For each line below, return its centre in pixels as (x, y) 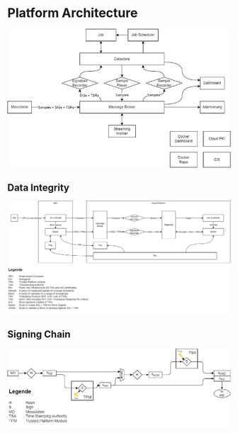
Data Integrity (38, 187)
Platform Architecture (73, 13)
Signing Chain (39, 334)
